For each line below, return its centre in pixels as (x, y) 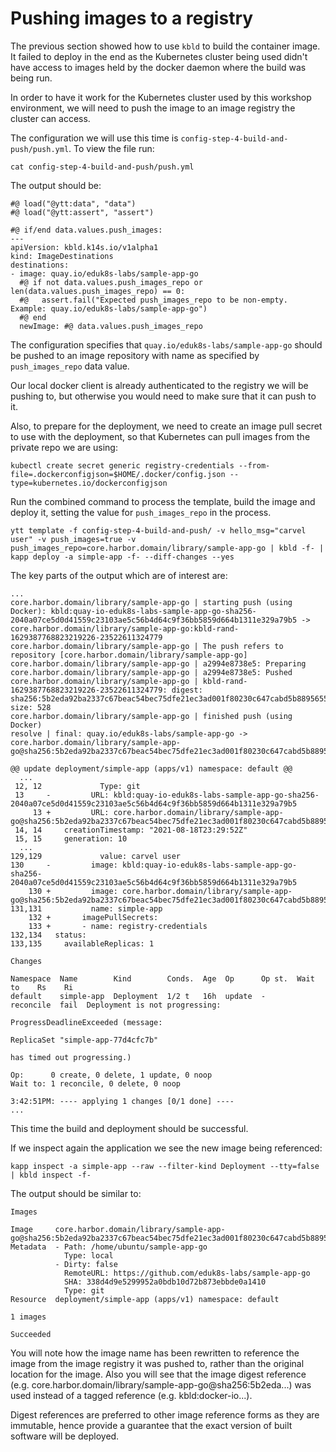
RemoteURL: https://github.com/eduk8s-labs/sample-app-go (187, 1273)
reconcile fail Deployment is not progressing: (116, 1005)
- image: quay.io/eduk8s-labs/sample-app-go (104, 273)
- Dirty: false (86, 1264)
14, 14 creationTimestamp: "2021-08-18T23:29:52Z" (131, 830)
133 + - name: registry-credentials (118, 926)
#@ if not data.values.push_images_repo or (111, 282)
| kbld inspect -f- (51, 1175)
